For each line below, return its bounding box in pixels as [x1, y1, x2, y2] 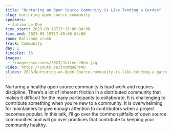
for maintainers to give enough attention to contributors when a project [5, 106, 155, 111]
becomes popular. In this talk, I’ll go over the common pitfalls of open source [5, 111, 167, 117]
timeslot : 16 [5, 50, 33, 55]
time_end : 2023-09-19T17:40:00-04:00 [5, 31, 86, 36]
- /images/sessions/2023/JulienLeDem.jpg [7, 60, 97, 65]
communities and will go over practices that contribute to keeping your [5, 117, 155, 122]
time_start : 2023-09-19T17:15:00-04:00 [5, 27, 91, 32]
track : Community [5, 41, 42, 46]
